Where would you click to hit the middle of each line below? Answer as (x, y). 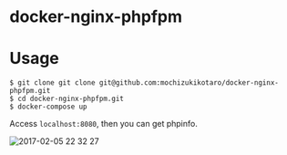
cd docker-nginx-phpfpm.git (71, 99)
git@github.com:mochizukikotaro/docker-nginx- (189, 83)
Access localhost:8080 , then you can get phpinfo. (103, 124)
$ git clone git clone (52, 83)
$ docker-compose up (49, 107)
